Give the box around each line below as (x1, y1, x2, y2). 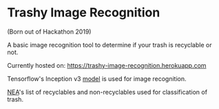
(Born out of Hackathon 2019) (7, 27, 92, 36)
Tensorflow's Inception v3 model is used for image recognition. (7, 74, 187, 83)
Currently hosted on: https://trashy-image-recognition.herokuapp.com (7, 61, 207, 69)
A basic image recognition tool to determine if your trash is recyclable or (7, 40, 212, 49)
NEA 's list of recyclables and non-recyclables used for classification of (7, 88, 208, 96)
